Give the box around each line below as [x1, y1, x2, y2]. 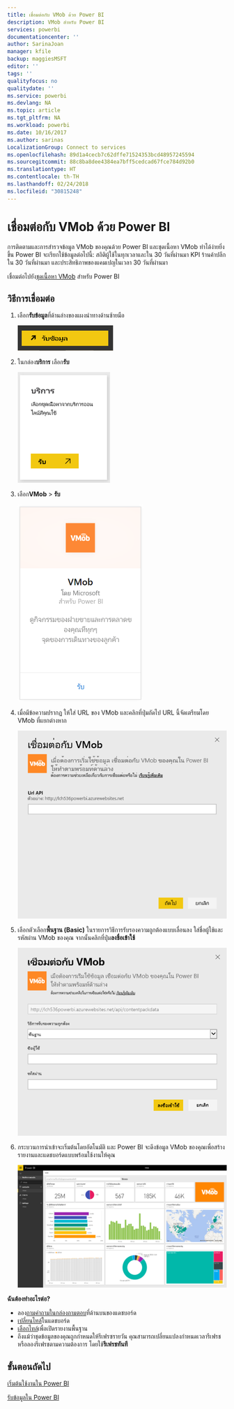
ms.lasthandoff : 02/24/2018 [7, 181, 89, 188]
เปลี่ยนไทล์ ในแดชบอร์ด [17, 1316, 70, 1325]
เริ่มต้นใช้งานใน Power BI [7, 1379, 70, 1387]
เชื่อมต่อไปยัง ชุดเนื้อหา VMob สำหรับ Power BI [7, 272, 120, 281]
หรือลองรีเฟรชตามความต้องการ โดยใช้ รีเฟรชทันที [17, 1340, 128, 1348]
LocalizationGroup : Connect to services [7, 144, 127, 151]
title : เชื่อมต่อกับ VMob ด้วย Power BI [7, 11, 104, 18]
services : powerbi [7, 26, 61, 33]
